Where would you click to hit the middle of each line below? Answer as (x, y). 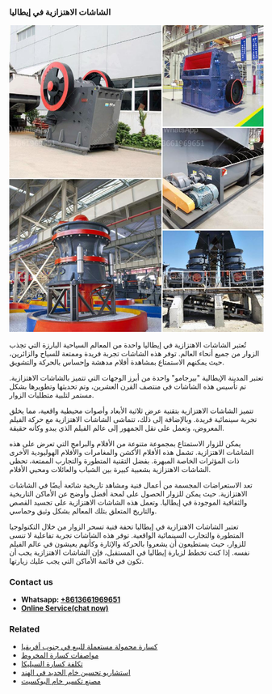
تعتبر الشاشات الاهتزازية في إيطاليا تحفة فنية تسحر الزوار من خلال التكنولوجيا (124, 526)
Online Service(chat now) (65, 608)
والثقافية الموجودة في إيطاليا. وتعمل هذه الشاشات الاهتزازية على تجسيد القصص (128, 502)
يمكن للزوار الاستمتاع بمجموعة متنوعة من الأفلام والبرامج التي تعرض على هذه (125, 443)
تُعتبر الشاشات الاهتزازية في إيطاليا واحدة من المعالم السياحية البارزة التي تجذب (128, 345)
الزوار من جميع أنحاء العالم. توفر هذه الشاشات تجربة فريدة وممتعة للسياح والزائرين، (134, 353)
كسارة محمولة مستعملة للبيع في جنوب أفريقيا (89, 647)
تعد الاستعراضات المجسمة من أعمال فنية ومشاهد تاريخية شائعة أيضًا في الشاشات (131, 485)
